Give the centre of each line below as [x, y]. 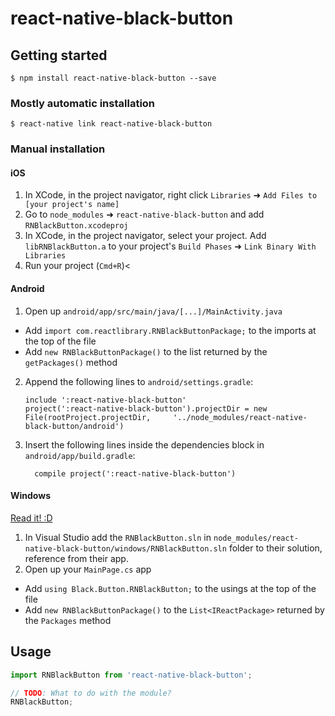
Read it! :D [31, 518]
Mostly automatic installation [83, 103]
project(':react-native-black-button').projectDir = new [146, 408]
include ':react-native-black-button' [105, 400]
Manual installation [58, 149]
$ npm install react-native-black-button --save [113, 78]
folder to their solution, [275, 548]
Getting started [59, 55]
